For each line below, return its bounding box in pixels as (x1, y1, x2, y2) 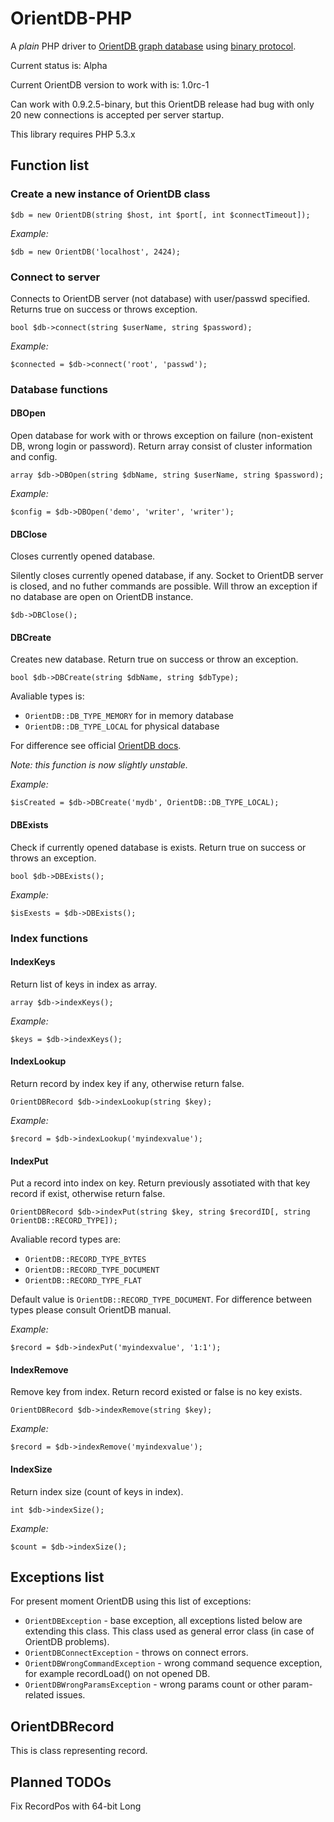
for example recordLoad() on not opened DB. (24, 1668, 211, 1680)
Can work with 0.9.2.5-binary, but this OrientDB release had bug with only (10, 98, 315, 110)
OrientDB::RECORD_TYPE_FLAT (24, 1276, 142, 1286)
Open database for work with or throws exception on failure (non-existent (10, 430, 314, 442)
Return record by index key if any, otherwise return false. (10, 1077, 245, 1089)
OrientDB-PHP (10, 7, 133, 30)
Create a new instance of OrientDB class (10, 187, 211, 201)
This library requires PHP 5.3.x (10, 128, 136, 140)
